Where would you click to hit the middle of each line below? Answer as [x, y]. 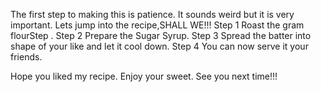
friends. [26, 57]
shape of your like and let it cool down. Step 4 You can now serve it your [159, 46]
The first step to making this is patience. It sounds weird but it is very [152, 14]
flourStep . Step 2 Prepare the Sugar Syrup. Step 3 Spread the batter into [161, 35]
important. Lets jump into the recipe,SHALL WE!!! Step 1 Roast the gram [157, 25]
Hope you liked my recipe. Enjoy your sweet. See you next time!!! [144, 76]
